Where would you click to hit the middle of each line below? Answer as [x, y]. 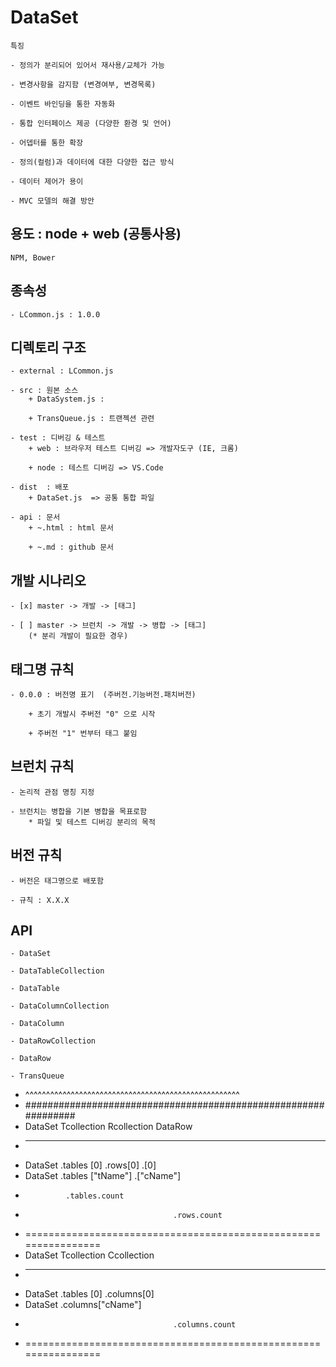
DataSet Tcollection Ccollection [89, 1255]
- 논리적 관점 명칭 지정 [52, 792]
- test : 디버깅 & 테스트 [58, 438]
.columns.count [205, 1325]
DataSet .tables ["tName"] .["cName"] [103, 1176]
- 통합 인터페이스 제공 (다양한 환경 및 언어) [91, 123]
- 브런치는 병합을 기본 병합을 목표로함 [78, 811]
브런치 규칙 [42, 766]
